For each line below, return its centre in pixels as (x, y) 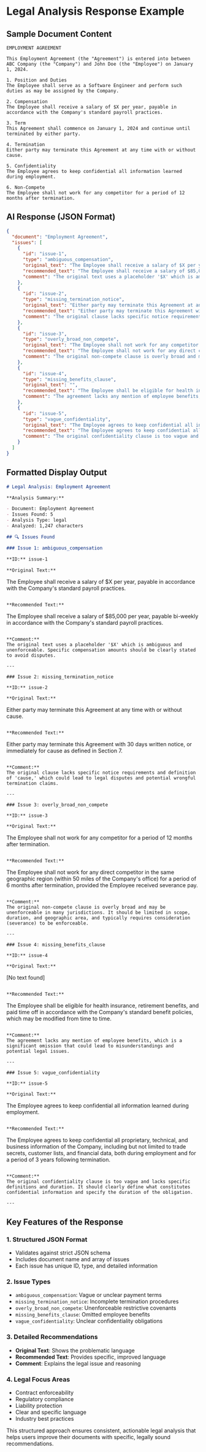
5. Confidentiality (31, 166)
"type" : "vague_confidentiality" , (67, 419)
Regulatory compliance (44, 1399)
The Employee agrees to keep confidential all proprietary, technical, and (97, 1140)
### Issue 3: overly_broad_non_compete (57, 805)
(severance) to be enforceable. (48, 923)
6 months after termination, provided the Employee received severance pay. (102, 885)
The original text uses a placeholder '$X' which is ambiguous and (94, 645)
